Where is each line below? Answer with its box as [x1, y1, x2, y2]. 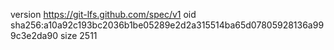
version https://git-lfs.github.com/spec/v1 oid [10, 9, 197, 20]
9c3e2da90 [10, 30, 58, 41]
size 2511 [59, 30, 98, 41]
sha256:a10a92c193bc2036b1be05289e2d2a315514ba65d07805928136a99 [10, 19, 325, 31]
